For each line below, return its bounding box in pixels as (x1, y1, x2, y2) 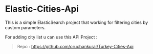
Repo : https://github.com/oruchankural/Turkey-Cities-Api (17, 43, 133, 49)
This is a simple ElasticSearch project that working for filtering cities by (5, 19, 148, 25)
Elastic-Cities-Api (5, 3, 79, 15)
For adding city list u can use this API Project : (5, 34, 98, 40)
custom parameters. (5, 24, 46, 30)
